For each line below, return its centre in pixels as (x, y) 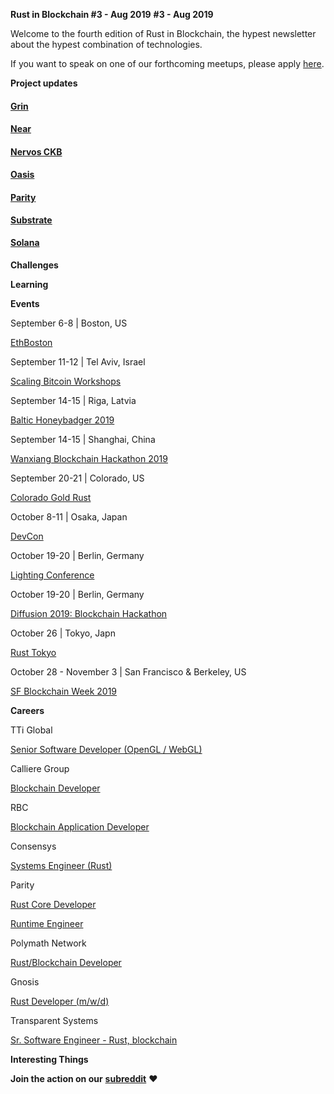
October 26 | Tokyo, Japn (63, 633)
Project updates (44, 83)
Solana (25, 243)
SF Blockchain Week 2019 (64, 691)
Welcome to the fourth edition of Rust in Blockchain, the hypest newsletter (163, 33)
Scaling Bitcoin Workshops (66, 381)
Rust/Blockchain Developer (66, 962)
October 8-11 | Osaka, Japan (69, 516)
